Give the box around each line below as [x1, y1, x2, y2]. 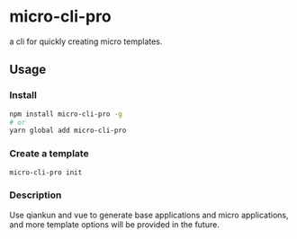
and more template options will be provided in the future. [9, 218, 220, 230]
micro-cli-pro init [9, 168, 83, 177]
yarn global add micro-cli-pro [9, 126, 127, 136]
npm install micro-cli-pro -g [9, 110, 123, 119]
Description [9, 189, 62, 201]
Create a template [9, 147, 89, 160]
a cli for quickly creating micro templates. [9, 36, 163, 47]
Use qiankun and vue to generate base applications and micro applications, [9, 209, 290, 220]
